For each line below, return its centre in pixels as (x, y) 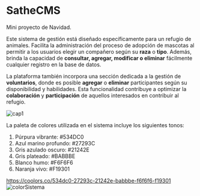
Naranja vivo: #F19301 (42, 169)
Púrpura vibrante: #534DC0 (49, 137)
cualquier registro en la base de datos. (54, 65)
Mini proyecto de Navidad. (39, 27)
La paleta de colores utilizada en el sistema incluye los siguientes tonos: (95, 125)
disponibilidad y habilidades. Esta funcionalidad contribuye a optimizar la (96, 89)
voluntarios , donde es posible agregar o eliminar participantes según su (97, 83)
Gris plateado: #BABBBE (45, 156)
